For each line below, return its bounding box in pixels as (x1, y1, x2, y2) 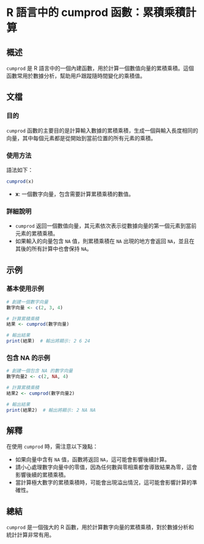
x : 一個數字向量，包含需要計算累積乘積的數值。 (15, 190, 134, 198)
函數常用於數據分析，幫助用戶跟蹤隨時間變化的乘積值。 (6, 72, 145, 80)
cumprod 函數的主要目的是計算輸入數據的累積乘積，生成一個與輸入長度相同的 (6, 127, 199, 134)
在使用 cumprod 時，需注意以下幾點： (6, 443, 98, 450)
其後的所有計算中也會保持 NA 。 (15, 245, 93, 253)
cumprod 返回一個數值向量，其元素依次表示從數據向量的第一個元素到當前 (15, 222, 197, 229)
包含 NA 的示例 (6, 354, 51, 362)
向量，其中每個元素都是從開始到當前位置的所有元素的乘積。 (6, 134, 156, 141)
